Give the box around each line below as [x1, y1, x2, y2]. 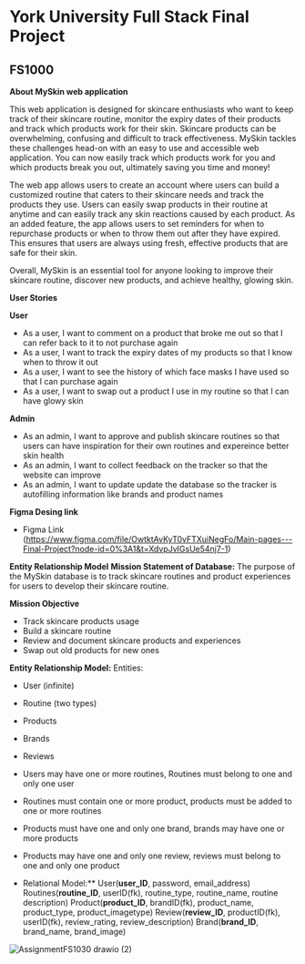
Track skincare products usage [22, 616, 139, 626]
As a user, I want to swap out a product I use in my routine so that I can [22, 385, 290, 396]
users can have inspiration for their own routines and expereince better [22, 440, 290, 451]
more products [22, 833, 79, 844]
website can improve [22, 469, 102, 480]
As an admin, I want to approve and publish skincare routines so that [22, 431, 280, 441]
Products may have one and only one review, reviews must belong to [22, 850, 281, 861]
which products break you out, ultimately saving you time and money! [9, 162, 270, 172]
